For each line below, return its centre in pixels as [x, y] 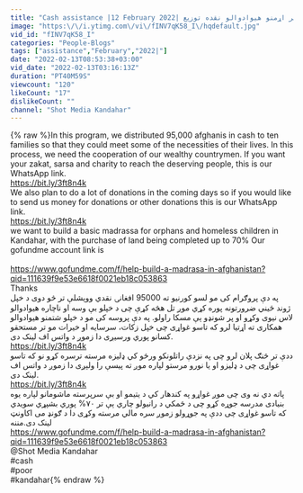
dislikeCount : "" [43, 101]
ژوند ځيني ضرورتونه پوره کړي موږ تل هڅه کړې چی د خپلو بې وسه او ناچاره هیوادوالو [151, 308]
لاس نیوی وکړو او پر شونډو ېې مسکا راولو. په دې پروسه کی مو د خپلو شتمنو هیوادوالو [151, 318]
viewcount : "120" [43, 85]
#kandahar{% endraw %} [58, 480]
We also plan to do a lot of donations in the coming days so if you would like [151, 193]
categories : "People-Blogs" [63, 43]
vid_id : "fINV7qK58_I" [53, 34]
